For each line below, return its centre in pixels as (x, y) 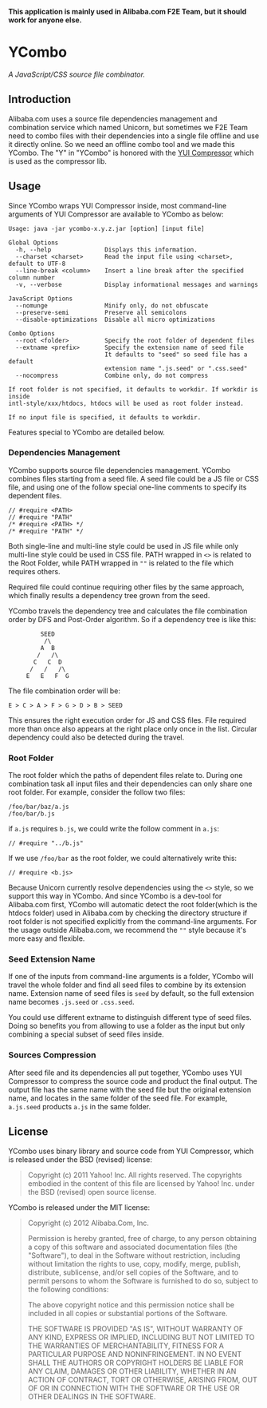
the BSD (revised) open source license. (92, 1192)
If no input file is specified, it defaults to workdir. (105, 417)
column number (32, 278)
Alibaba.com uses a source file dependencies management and (113, 118)
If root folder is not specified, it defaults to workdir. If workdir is (133, 389)
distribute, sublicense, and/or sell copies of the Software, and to (133, 1272)
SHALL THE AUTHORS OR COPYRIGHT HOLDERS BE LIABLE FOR (135, 1362)
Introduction (40, 99)
